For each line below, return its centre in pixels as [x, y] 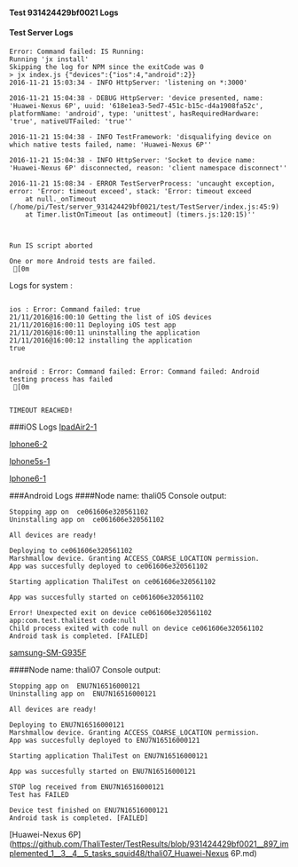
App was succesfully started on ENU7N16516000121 [103, 771]
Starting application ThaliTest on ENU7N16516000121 [109, 756]
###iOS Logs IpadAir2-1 [53, 427]
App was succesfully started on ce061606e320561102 [106, 597]
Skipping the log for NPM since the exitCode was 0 [106, 67]
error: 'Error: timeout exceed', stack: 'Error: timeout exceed [130, 191]
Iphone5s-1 [30, 461]
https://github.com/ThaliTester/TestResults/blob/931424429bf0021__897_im [150, 844]
